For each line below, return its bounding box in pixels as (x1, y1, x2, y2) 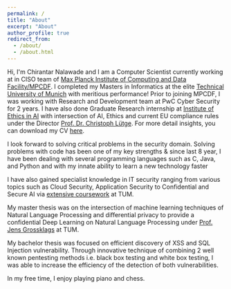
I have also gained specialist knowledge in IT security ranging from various (7, 175, 221, 183)
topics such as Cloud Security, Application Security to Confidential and (7, 183, 210, 191)
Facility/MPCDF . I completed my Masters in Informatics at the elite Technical (7, 82, 225, 91)
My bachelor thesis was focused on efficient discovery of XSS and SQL (7, 239, 211, 247)
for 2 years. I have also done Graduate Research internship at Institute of (7, 104, 214, 113)
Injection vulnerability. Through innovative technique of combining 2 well (7, 246, 214, 254)
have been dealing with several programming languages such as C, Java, (7, 154, 216, 162)
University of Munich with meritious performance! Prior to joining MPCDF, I (7, 89, 221, 97)
